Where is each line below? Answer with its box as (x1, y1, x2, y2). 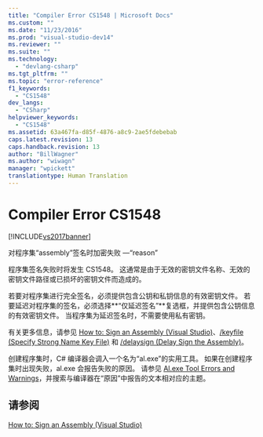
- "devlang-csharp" (15, 63, 79, 71)
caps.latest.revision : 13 (8, 135, 93, 144)
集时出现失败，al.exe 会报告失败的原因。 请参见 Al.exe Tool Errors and (8, 363, 236, 373)
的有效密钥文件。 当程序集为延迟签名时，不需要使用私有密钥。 (8, 311, 210, 320)
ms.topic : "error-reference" (8, 77, 104, 85)
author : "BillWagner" (8, 150, 79, 158)
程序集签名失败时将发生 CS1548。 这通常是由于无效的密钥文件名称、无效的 (8, 264, 250, 274)
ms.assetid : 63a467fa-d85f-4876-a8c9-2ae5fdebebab (8, 128, 177, 136)
